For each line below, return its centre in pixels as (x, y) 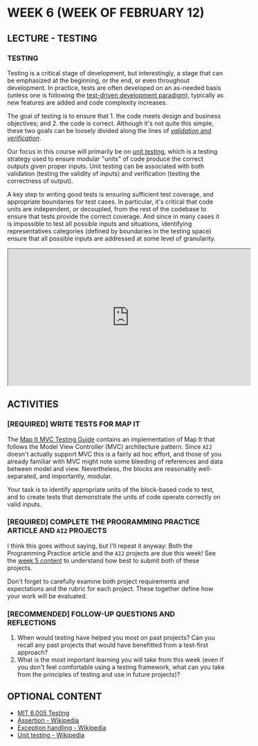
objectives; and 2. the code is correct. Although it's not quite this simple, (111, 123)
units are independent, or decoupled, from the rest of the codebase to (107, 208)
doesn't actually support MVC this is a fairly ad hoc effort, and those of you (114, 454)
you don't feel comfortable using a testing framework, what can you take (121, 667)
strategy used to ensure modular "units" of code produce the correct (105, 159)
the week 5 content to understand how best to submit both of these (103, 560)
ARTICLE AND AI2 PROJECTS (57, 531)
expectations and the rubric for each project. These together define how (110, 588)
